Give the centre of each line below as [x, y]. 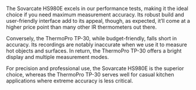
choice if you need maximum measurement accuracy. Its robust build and [95, 15]
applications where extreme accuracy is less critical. [70, 81]
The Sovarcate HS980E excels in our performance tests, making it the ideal [97, 8]
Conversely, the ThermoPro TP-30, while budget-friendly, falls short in [92, 38]
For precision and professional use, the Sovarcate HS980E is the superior [95, 68]
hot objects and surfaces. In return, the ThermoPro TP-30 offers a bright [94, 51]
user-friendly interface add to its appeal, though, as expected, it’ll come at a [98, 21]
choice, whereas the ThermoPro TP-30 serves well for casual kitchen [90, 75]
